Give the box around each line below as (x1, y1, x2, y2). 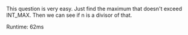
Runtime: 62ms (6, 24, 44, 30)
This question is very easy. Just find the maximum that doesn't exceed (6, 5, 183, 12)
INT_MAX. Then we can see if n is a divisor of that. (6, 11, 132, 19)
